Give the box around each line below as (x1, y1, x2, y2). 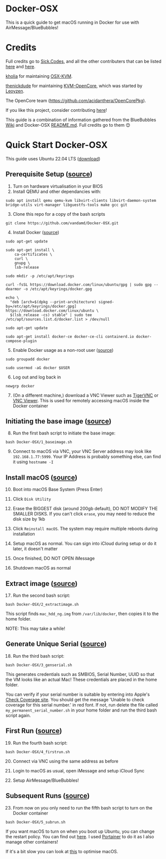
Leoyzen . (5, 88, 25, 94)
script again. (5, 712, 31, 718)
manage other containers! (5, 839, 58, 845)
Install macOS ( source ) (5, 473, 78, 481)
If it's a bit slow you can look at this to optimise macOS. (5, 848, 118, 854)
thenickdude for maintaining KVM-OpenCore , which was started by (5, 83, 143, 89)
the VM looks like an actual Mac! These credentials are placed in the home (5, 676, 157, 682)
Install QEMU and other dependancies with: (12, 189, 101, 194)
